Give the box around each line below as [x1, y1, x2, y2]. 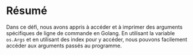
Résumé [6, 4, 48, 18]
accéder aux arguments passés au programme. [6, 42, 122, 49]
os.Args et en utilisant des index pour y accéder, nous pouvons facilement [6, 36, 188, 43]
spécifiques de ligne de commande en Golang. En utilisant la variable [6, 29, 175, 36]
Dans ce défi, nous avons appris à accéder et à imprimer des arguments [6, 23, 183, 30]
